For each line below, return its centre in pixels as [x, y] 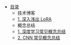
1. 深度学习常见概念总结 [41, 31]
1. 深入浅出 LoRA [34, 19]
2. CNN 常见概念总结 [39, 38]
